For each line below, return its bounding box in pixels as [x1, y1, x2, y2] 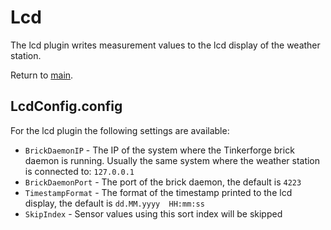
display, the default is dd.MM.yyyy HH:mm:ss [24, 197, 205, 209]
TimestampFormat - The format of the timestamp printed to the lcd [24, 186, 293, 198]
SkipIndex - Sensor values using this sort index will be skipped [24, 207, 283, 220]
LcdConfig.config [10, 98, 123, 115]
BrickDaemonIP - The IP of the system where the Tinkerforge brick [24, 144, 295, 156]
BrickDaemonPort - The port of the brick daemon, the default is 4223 [24, 176, 302, 188]
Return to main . [10, 69, 74, 81]
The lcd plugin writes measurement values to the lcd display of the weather [10, 39, 321, 51]
